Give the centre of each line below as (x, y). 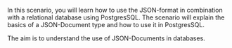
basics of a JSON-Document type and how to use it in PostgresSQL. (106, 25)
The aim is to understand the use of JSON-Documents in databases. (106, 38)
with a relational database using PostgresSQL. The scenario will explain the (116, 17)
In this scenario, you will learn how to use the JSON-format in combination (115, 10)
